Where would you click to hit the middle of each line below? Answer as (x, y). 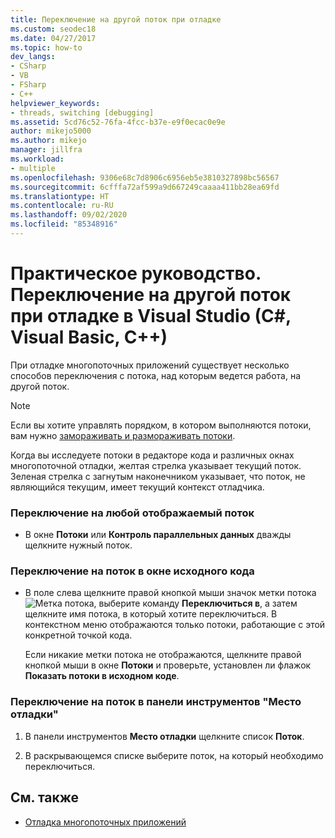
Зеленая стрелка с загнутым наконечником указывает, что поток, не (158, 476)
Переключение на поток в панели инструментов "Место (156, 702)
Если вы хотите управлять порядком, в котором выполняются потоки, (161, 425)
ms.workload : (37, 159)
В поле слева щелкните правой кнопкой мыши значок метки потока (170, 593)
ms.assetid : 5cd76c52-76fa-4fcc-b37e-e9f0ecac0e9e (118, 122)
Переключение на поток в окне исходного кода (132, 571)
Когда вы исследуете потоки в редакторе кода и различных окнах (152, 455)
